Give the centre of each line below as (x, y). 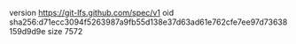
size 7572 (65, 31)
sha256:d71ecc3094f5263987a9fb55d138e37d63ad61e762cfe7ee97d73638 (148, 22)
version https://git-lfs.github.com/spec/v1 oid (92, 13)
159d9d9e (27, 31)
